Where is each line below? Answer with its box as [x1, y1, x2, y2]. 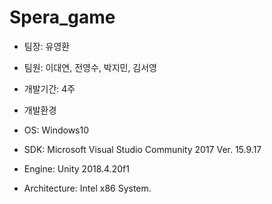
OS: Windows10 [23, 124, 89, 136]
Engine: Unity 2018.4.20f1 [23, 162, 130, 175]
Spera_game [9, 6, 116, 29]
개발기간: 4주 [23, 82, 76, 95]
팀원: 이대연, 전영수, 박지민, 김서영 [23, 61, 157, 73]
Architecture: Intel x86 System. [23, 182, 152, 194]
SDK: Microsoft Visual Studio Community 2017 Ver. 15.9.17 [23, 143, 262, 155]
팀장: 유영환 [23, 40, 71, 52]
